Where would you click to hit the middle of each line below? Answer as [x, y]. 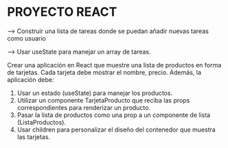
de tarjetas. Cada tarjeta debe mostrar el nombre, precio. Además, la [104, 72]
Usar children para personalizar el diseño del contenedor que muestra [116, 129]
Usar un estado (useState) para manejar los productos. [95, 93]
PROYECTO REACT [62, 12]
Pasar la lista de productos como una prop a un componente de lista [114, 115]
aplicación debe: [31, 79]
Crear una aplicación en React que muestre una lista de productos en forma [114, 65]
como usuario [26, 38]
